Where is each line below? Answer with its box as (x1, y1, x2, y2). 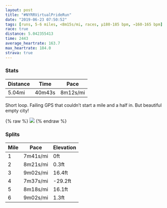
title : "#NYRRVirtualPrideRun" (5, 12, 72, 17)
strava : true (5, 50, 33, 55)
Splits (5, 131, 20, 138)
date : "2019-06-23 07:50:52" (5, 17, 67, 22)
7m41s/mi (23, 153, 48, 160)
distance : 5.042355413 (5, 31, 53, 36)
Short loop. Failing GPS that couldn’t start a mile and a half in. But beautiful (5, 102, 162, 108)
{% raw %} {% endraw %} (5, 118, 67, 124)
